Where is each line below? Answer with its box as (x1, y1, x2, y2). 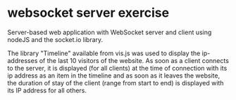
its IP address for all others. (7, 86, 87, 94)
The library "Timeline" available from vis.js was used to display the (7, 49, 201, 57)
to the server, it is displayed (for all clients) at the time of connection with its (7, 64, 228, 72)
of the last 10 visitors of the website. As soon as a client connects (39, 56, 229, 64)
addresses (7, 56, 38, 64)
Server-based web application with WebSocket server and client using (7, 28, 212, 36)
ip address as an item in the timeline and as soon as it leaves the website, (7, 71, 221, 80)
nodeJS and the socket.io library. (7, 35, 104, 43)
